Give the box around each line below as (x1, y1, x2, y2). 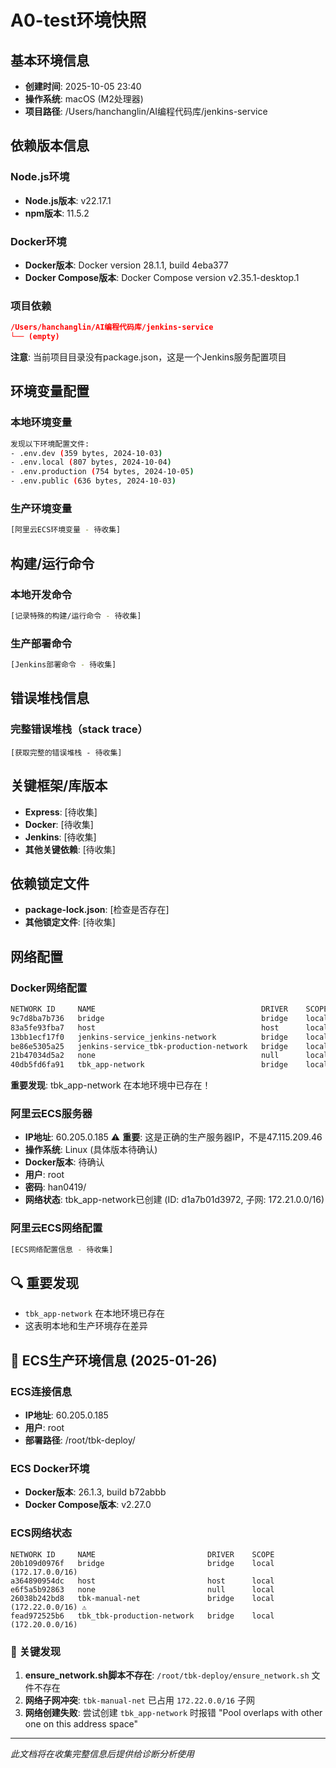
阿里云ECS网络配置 (10, 1221, 103, 1235)
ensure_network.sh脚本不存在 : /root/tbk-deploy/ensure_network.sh (24, 1669, 310, 1681)
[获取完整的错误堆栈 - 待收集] (10, 747, 123, 758)
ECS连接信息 (10, 1384, 73, 1398)
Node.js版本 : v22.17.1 (24, 194, 112, 206)
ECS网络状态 (10, 1526, 73, 1540)
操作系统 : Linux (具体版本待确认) (24, 1144, 158, 1156)
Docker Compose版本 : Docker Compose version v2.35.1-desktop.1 (24, 271, 300, 283)
